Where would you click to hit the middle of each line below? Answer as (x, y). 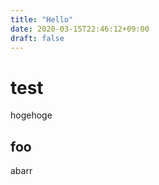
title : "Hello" (42, 19)
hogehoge (31, 115)
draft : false (37, 38)
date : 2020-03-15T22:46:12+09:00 (80, 29)
